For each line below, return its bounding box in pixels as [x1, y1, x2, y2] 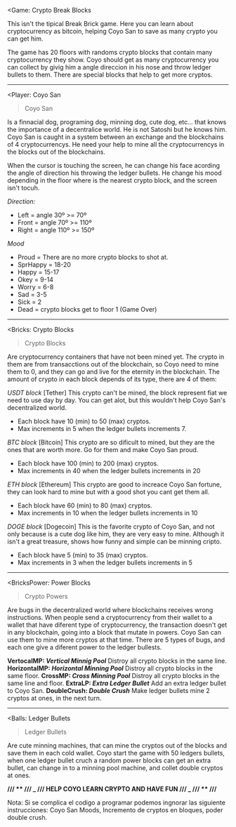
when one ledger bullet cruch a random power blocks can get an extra [7, 756, 211, 765]
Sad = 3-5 [17, 291, 47, 298]
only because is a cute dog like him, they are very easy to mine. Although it [7, 530, 225, 538]
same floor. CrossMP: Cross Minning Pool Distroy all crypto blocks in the [7, 672, 220, 680]
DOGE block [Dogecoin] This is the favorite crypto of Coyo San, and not [7, 522, 216, 531]
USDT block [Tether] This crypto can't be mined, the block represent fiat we [7, 389, 228, 397]
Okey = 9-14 [17, 275, 54, 284]
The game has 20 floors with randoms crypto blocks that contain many [7, 48, 213, 56]
